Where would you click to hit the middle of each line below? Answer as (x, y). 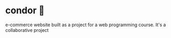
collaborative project (27, 30)
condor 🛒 (25, 11)
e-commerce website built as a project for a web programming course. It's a (86, 25)
